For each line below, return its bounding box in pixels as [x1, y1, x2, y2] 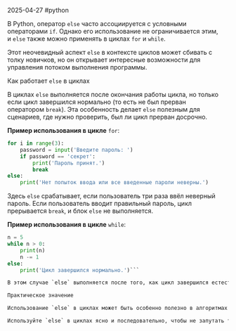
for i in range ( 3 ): [7, 140, 65, 147]
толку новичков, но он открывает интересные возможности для [7, 56, 201, 64]
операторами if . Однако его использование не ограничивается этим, [7, 27, 218, 35]
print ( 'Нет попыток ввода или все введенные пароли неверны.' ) [20, 179, 209, 186]
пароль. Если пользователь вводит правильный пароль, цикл [7, 200, 192, 208]
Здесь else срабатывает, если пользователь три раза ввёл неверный [7, 192, 216, 200]
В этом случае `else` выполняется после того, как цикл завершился [7, 279, 209, 287]
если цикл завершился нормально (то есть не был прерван [7, 98, 186, 106]
